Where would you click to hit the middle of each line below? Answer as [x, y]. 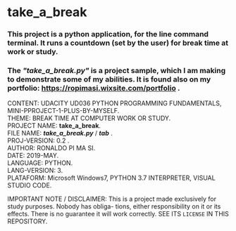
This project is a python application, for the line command [108, 34]
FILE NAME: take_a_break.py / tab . [60, 133]
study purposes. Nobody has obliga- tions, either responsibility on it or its [114, 206]
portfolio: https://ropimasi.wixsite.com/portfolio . [94, 88]
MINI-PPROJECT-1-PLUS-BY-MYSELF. [63, 111]
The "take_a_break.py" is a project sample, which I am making [117, 71]
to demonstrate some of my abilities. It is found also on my [109, 79]
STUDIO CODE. [30, 185]
